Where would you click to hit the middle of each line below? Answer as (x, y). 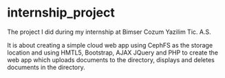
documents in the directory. (46, 67)
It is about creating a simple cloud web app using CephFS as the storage (110, 45)
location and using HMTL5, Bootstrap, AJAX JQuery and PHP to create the (113, 52)
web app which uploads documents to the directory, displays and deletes (111, 59)
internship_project (61, 13)
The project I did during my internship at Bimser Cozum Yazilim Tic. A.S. (109, 32)
